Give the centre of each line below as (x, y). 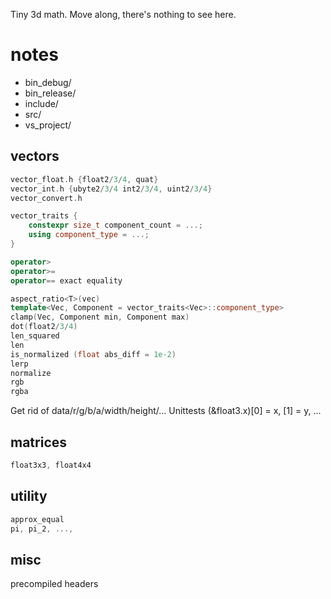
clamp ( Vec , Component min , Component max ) (100, 317)
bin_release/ (50, 93)
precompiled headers (54, 584)
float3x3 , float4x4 (51, 465)
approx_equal (37, 519)
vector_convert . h (46, 198)
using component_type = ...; (89, 235)
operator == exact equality (66, 280)
